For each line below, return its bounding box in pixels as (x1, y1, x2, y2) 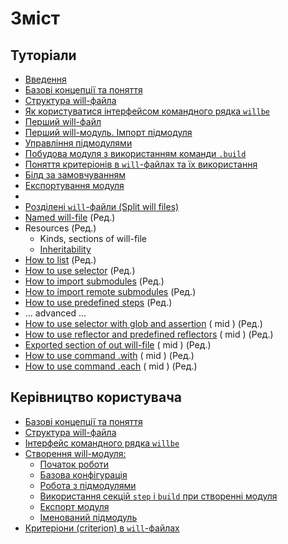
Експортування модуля (24, 180, 125, 191)
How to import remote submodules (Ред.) (24, 286, 197, 297)
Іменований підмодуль (39, 511, 138, 523)
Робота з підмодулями (39, 479, 137, 491)
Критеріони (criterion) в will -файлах (24, 522, 180, 534)
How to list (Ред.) (24, 254, 97, 266)
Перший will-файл (24, 116, 102, 127)
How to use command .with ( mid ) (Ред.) (24, 350, 195, 361)
